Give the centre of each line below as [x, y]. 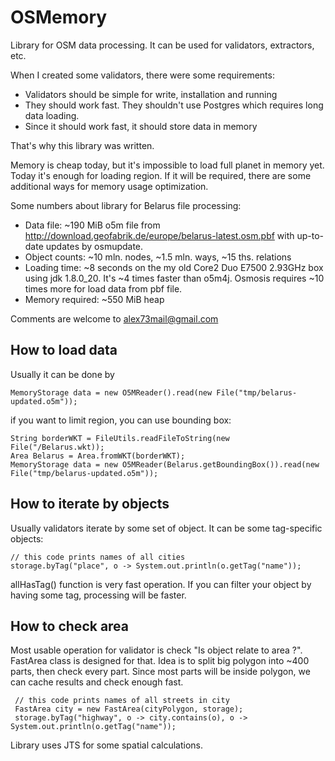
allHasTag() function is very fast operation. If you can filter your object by [161, 584]
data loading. [52, 115]
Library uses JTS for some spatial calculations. [107, 745]
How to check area [70, 626]
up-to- [310, 235]
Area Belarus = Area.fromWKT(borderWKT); [98, 456]
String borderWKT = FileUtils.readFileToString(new [120, 438]
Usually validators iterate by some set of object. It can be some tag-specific [166, 528]
